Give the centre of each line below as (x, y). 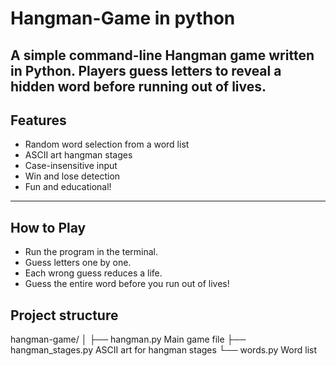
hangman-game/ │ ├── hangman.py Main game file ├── (128, 339)
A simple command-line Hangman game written (162, 55)
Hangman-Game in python (123, 18)
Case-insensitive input (71, 166)
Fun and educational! (68, 187)
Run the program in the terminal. (91, 252)
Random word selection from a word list (107, 144)
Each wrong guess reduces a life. (93, 273)
